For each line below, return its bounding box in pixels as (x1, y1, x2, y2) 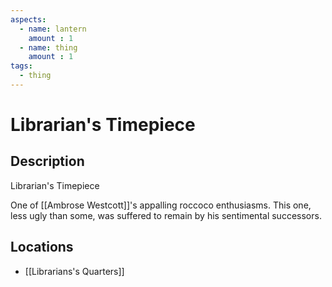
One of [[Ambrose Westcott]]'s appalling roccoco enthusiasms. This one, (10, 199, 312, 211)
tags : (10, 61, 33, 71)
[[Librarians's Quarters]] (24, 265, 125, 277)
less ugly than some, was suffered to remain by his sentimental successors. (10, 209, 322, 221)
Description (10, 153, 85, 170)
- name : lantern (19, 24, 87, 34)
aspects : (10, 14, 47, 25)
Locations (10, 239, 74, 256)
